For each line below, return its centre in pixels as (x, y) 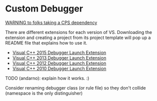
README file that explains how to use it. (46, 42)
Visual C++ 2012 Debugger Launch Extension (59, 63)
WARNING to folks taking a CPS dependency (51, 22)
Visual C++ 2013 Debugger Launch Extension (59, 57)
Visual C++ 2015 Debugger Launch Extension (59, 52)
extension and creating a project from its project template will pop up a (78, 37)
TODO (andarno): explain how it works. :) (47, 78)
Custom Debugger (44, 9)
